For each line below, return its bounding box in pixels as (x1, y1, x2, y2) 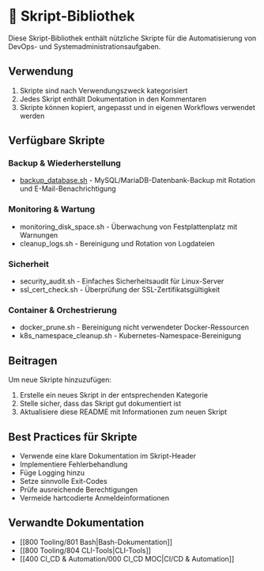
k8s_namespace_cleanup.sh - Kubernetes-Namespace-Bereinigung (19, 331, 242, 341)
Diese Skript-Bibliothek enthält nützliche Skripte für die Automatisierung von (8, 33, 257, 43)
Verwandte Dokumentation (8, 516, 145, 530)
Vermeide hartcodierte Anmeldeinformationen (19, 493, 170, 502)
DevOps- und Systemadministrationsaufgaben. (8, 41, 161, 51)
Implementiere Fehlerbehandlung (19, 459, 128, 469)
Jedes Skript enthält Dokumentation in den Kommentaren (19, 94, 207, 104)
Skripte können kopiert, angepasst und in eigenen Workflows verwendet (19, 102, 255, 112)
